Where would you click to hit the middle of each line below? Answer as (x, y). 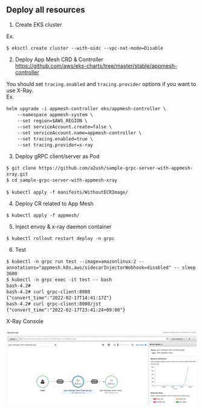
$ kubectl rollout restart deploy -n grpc (60, 238)
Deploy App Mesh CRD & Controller (59, 59)
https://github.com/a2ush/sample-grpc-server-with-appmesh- (116, 168)
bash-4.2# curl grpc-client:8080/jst (54, 304)
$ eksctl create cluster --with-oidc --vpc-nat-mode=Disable (85, 48)
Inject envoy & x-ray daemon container (63, 226)
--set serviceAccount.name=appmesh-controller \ (79, 133)
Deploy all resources (46, 10)
